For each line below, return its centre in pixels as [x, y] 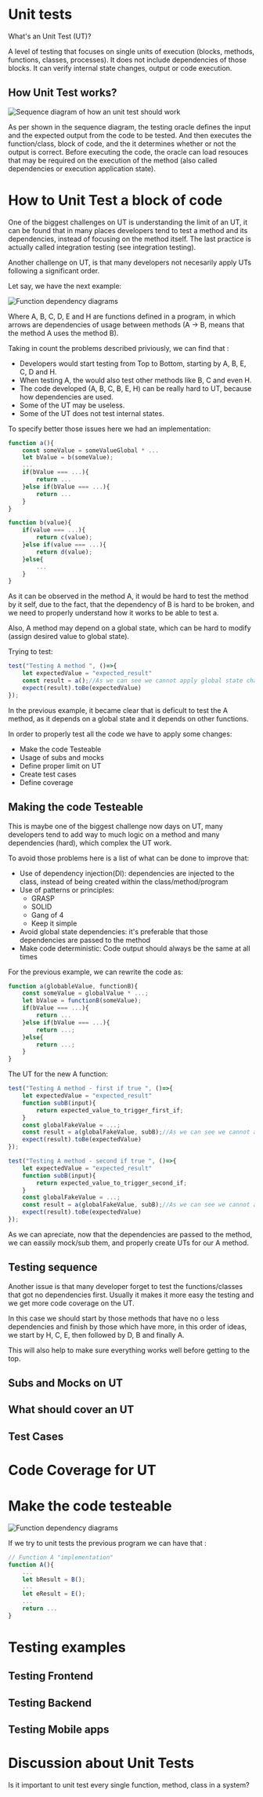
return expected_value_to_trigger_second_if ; [112, 1183]
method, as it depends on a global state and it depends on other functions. [128, 718]
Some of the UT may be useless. [72, 405]
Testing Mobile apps [59, 1730]
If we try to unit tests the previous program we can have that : [108, 1543]
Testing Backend [50, 1702]
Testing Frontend [51, 1676]
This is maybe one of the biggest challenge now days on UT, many [115, 826]
